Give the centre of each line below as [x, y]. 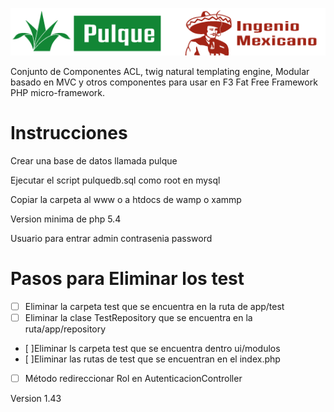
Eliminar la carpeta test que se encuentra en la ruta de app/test [154, 306]
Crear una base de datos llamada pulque [94, 160]
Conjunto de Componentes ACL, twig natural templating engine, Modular [160, 71]
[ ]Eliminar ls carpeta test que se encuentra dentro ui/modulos [152, 348]
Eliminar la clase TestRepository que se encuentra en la [138, 317]
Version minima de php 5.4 [66, 219]
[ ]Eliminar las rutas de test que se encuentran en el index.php [152, 359]
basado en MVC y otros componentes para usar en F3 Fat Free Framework [164, 82]
